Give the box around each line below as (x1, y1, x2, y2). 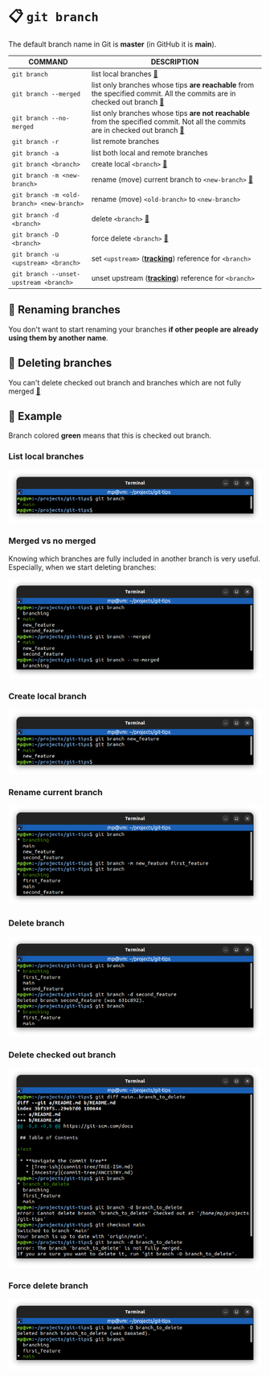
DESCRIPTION (150, 57, 199, 67)
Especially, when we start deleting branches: (8, 562, 157, 572)
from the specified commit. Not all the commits (91, 117, 247, 126)
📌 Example (8, 409, 63, 423)
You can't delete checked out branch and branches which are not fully (8, 377, 241, 387)
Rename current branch (8, 786, 103, 797)
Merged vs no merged (8, 535, 96, 546)
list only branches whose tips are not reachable (91, 109, 251, 118)
